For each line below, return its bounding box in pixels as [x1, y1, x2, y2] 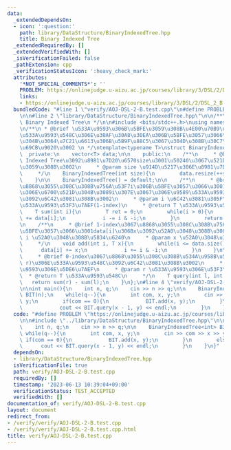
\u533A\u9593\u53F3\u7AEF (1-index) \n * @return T [19, 202, 177, 209]
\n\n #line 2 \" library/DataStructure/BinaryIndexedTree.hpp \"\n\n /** [19, 112, 223, 119]
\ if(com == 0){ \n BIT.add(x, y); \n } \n [19, 336, 192, 343]
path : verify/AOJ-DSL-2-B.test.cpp [13, 368, 115, 375]
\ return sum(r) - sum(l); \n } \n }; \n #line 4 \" [19, 279, 174, 286]
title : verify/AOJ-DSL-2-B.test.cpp [7, 432, 112, 439]
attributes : [13, 74, 48, 81]
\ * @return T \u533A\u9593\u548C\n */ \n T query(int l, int [19, 272, 223, 279]
